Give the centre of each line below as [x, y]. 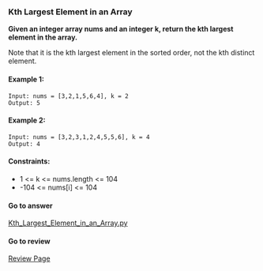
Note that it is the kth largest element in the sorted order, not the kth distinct [131, 53]
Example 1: [26, 79]
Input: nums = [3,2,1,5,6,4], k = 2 [68, 96]
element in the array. [43, 37]
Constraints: [29, 161]
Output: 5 [24, 103]
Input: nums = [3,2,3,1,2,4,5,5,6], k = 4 [79, 137]
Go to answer [30, 205]
